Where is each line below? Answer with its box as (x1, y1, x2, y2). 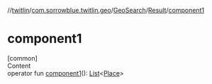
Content (7, 61, 31, 70)
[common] (7, 54, 38, 62)
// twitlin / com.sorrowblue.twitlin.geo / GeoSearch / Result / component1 (7, 6, 204, 14)
